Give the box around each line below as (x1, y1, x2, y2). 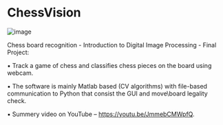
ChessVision (7, 5, 81, 21)
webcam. (7, 69, 34, 77)
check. (7, 96, 27, 104)
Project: (7, 48, 30, 56)
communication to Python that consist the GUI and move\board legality (7, 89, 208, 98)
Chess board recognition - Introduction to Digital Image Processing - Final (7, 41, 217, 49)
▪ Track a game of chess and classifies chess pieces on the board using (7, 61, 212, 69)
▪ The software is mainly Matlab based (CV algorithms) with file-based (7, 82, 208, 90)
